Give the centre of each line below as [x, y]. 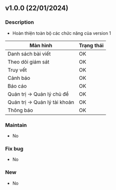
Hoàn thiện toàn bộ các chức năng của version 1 [62, 33]
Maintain [16, 125]
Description [20, 22]
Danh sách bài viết [29, 54]
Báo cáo [17, 86]
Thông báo [20, 110]
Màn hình [41, 45]
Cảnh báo [19, 78]
